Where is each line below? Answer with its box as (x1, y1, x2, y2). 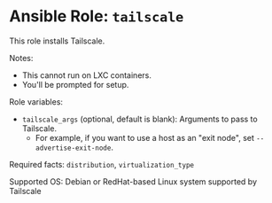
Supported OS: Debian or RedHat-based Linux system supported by (9, 176, 258, 187)
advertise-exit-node (35, 144, 112, 152)
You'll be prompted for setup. (21, 79, 129, 90)
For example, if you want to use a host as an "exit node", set (35, 132, 255, 143)
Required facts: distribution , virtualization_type (9, 159, 195, 169)
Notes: (9, 52, 34, 63)
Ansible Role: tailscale (9, 6, 184, 27)
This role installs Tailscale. (9, 35, 105, 46)
